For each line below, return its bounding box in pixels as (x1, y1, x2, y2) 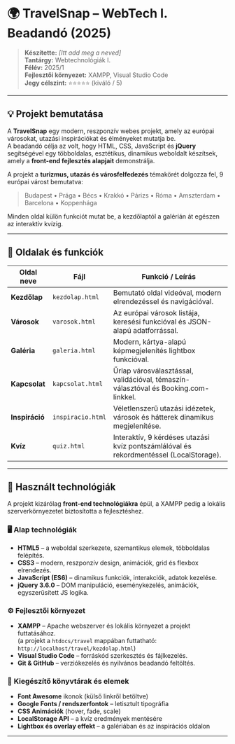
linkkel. (113, 392, 136, 401)
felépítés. (17, 551, 45, 559)
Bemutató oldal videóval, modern (113, 288, 222, 298)
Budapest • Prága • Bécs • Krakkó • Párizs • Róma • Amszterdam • (24, 191, 221, 200)
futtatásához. (17, 628, 56, 638)
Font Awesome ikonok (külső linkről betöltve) (17, 692, 149, 701)
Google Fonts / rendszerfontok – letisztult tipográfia (17, 700, 169, 708)
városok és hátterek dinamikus (113, 412, 214, 422)
